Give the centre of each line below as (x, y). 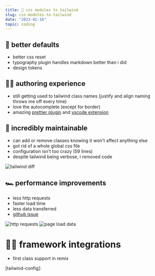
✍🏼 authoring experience (45, 84)
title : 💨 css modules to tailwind (42, 10)
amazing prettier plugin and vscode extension (60, 112)
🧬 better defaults (32, 44)
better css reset (29, 57)
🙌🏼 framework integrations (63, 244)
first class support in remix (40, 258)
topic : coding (20, 24)
